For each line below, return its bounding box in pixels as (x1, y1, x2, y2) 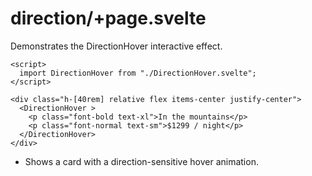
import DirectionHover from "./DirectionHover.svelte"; (19, 68, 257, 78)
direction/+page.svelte (10, 7, 207, 30)
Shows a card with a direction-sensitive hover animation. (24, 155, 259, 167)
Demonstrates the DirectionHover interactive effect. (10, 40, 223, 52)
